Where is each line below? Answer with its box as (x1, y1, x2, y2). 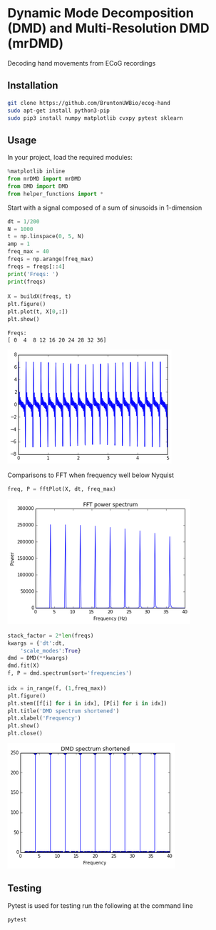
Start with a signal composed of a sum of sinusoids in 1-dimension (7, 203, 202, 212)
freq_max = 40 (7, 248, 50, 255)
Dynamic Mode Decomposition (7, 5, 194, 21)
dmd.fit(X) (7, 662, 40, 670)
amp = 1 (7, 240, 31, 247)
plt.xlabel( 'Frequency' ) (7, 715, 81, 722)
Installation (7, 80, 58, 92)
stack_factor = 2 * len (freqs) (7, 632, 94, 639)
